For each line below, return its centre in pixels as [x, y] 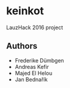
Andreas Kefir [32, 67]
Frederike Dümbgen [39, 60]
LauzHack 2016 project [35, 27]
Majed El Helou [34, 73]
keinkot [25, 11]
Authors [22, 46]
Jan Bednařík [31, 79]
